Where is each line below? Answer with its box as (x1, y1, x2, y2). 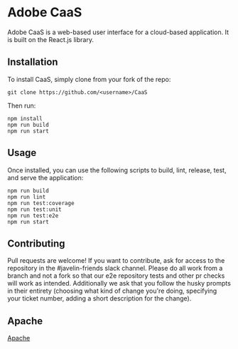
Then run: (7, 101, 36, 110)
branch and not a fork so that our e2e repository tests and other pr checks (7, 271, 225, 280)
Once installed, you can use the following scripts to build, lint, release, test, (7, 165, 227, 174)
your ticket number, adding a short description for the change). (7, 294, 192, 303)
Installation (7, 56, 58, 68)
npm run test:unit (7, 206, 62, 213)
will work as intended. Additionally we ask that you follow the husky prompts (7, 279, 231, 288)
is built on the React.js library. (7, 35, 94, 43)
